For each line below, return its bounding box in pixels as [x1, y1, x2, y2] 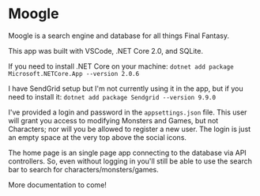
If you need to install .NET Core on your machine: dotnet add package [8, 61, 235, 71]
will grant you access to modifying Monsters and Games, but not [8, 115, 219, 125]
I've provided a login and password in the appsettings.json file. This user [8, 107, 247, 117]
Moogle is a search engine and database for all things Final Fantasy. [8, 31, 230, 40]
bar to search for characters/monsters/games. [8, 164, 160, 174]
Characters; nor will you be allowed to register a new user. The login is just [8, 124, 251, 134]
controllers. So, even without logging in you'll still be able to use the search [8, 156, 253, 166]
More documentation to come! [8, 179, 107, 190]
